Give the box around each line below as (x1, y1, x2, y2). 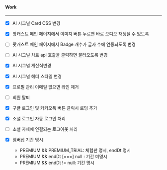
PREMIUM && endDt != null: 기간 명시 (19, 160, 94, 166)
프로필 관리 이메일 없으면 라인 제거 (12, 84, 79, 89)
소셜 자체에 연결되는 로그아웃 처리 (12, 126, 78, 132)
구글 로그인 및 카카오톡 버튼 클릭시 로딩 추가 (12, 105, 98, 111)
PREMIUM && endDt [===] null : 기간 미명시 (19, 153, 108, 159)
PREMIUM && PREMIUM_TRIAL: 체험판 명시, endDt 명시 (19, 147, 131, 153)
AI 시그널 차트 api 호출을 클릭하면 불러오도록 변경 (12, 52, 108, 58)
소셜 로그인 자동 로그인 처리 (12, 115, 66, 121)
